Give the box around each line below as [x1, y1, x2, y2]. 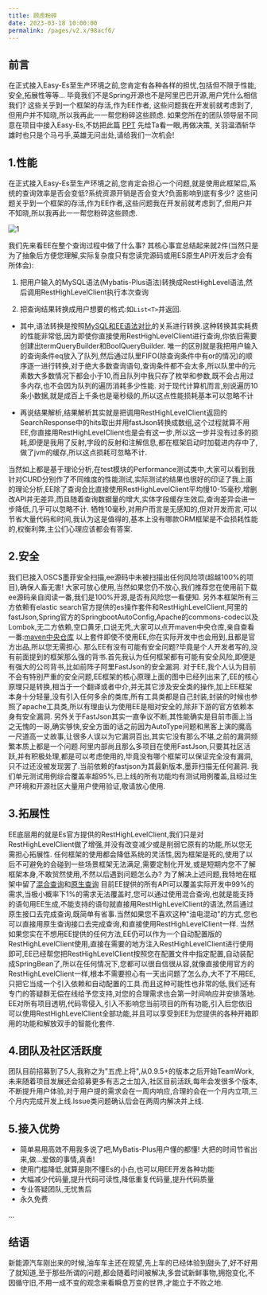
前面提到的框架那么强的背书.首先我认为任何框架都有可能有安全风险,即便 [14, 652, 250, 661]
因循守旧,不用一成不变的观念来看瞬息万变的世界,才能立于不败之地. [8, 1278, 224, 1288]
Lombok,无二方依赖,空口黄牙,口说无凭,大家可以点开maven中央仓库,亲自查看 [8, 622, 255, 631]
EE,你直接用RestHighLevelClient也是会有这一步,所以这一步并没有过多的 [19, 427, 252, 437]
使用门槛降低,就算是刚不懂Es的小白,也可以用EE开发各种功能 [19, 1164, 215, 1174]
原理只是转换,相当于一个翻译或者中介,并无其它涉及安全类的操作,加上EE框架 [8, 681, 253, 691]
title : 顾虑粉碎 [8, 11, 57, 20]
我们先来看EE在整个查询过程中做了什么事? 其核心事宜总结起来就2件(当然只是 [8, 240, 259, 250]
